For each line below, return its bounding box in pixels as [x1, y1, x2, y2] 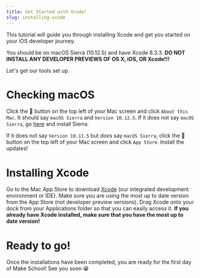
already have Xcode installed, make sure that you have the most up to [6, 211, 184, 219]
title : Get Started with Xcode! [6, 8, 87, 15]
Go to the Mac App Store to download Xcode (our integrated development [6, 186, 189, 193]
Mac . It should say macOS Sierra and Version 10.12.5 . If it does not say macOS [6, 114, 194, 121]
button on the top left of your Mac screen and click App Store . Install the [6, 139, 184, 146]
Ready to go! [6, 238, 71, 252]
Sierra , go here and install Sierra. [6, 121, 89, 128]
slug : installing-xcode [6, 14, 66, 20]
